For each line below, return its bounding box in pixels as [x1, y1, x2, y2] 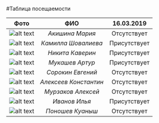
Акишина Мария [48, 29, 96, 38]
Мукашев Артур [48, 59, 95, 66]
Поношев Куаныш [45, 107, 98, 115]
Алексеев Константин [39, 78, 104, 86]
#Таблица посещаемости [6, 5, 71, 12]
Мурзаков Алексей [44, 88, 100, 96]
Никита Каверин [47, 49, 96, 57]
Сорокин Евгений [46, 68, 97, 76]
